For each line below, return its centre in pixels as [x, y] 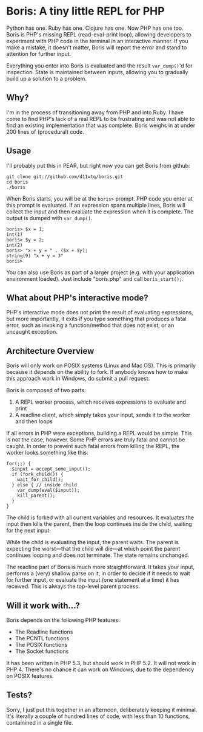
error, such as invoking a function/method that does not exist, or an [90, 325]
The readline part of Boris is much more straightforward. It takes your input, [101, 567]
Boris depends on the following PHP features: [63, 620]
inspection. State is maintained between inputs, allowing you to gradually [97, 72]
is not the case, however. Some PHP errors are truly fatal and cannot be [96, 440]
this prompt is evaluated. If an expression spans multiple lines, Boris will [96, 205]
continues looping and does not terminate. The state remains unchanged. [98, 555]
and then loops [34, 421]
